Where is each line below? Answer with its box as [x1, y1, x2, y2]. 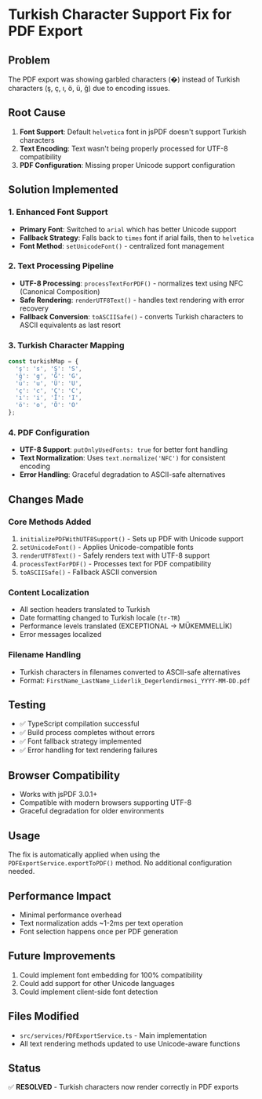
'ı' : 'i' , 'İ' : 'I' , [15, 394, 82, 402]
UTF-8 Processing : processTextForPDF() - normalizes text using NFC [19, 278, 244, 288]
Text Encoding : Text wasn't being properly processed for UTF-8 [19, 144, 229, 153]
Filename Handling [8, 650, 82, 660]
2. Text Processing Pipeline [8, 260, 115, 271]
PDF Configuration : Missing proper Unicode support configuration [19, 160, 235, 169]
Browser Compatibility [8, 769, 120, 782]
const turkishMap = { [8, 358, 79, 366]
